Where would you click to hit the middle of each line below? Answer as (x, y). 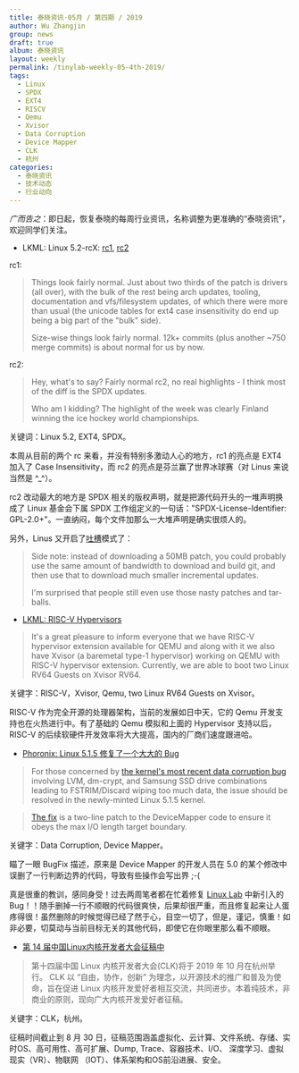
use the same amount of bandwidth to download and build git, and (153, 566)
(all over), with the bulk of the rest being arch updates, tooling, (145, 292)
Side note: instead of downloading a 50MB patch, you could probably (158, 556)
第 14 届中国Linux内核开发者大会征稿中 (93, 947)
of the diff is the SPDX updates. (89, 391)
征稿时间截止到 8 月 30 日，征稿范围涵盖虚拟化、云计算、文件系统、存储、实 (150, 1037)
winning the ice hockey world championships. (115, 418)
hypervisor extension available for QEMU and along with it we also (153, 646)
